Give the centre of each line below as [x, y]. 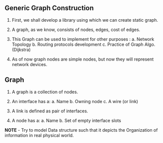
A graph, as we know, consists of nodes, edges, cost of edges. [76, 30]
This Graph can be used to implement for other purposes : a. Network [83, 39]
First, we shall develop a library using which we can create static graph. [85, 20]
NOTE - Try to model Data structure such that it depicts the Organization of [81, 130]
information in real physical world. [39, 135]
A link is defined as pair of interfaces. [50, 111]
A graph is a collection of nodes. [45, 92]
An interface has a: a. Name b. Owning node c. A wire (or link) [75, 101]
